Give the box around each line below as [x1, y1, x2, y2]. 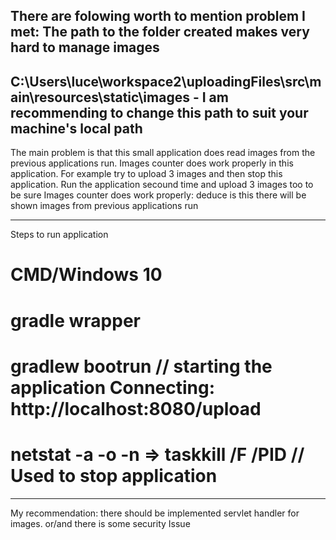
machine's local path [10, 120, 143, 137]
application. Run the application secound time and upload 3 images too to [10, 179, 314, 191]
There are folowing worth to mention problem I [10, 8, 306, 25]
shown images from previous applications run [10, 200, 199, 212]
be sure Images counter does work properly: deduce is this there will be [10, 189, 307, 201]
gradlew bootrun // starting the [10, 355, 273, 378]
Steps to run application [10, 229, 109, 241]
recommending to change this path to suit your [10, 104, 309, 121]
